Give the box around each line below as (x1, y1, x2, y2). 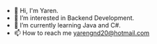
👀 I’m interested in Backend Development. (13, 14, 135, 22)
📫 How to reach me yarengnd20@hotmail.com (13, 29, 150, 37)
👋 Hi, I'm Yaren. (13, 7, 59, 14)
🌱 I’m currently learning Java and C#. (13, 21, 121, 29)
